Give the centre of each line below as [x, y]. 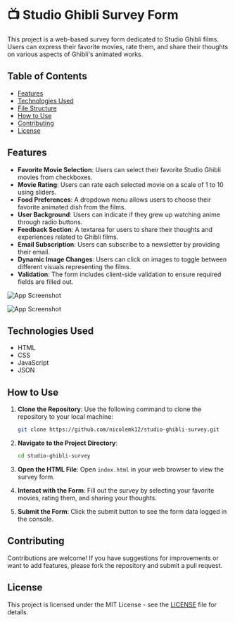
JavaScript [33, 363]
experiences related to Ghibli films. [68, 237]
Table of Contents [47, 76]
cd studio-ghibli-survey [54, 456]
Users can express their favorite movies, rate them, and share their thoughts [118, 46]
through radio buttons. [50, 222]
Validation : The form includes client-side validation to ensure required [119, 274]
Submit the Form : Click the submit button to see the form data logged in [122, 511]
